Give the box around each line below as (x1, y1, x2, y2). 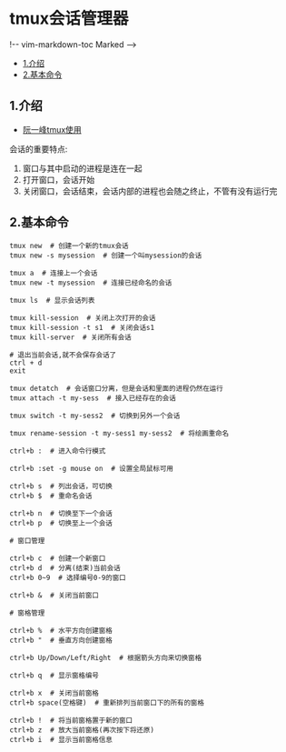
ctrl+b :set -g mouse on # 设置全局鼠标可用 (9, 464, 174, 473)
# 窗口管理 (9, 536, 45, 546)
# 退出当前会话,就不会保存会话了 (9, 350, 116, 359)
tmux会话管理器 (9, 8, 129, 29)
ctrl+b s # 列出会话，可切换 (9, 481, 113, 491)
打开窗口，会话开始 (22, 174, 95, 185)
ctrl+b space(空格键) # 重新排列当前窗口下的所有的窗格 (9, 697, 204, 707)
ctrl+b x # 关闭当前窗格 (9, 688, 100, 697)
